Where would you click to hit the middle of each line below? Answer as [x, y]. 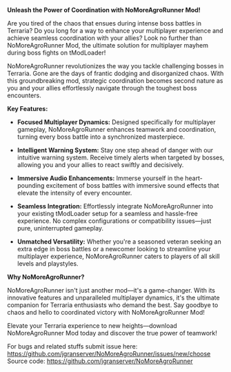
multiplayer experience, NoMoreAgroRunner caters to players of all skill [118, 256]
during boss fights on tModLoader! [57, 52]
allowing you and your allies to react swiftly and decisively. [100, 165]
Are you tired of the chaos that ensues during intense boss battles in [104, 23]
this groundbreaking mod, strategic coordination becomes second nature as [115, 81]
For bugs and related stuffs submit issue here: [72, 346]
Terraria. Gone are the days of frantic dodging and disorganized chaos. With [115, 73]
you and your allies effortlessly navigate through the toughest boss [102, 88]
